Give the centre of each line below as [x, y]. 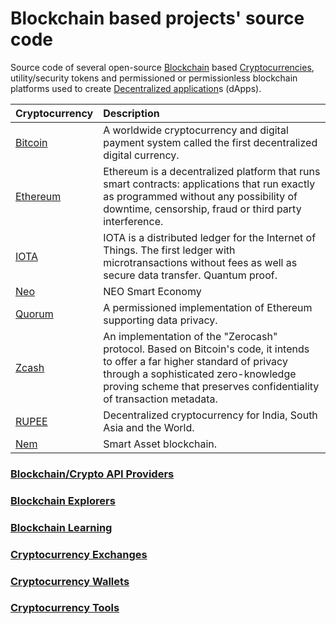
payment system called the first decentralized [210, 142]
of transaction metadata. [160, 399]
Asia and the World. [149, 427]
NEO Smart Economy [152, 291]
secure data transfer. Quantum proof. [190, 275]
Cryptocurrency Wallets [70, 581]
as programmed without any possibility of [200, 196]
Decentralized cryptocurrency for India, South [210, 415]
